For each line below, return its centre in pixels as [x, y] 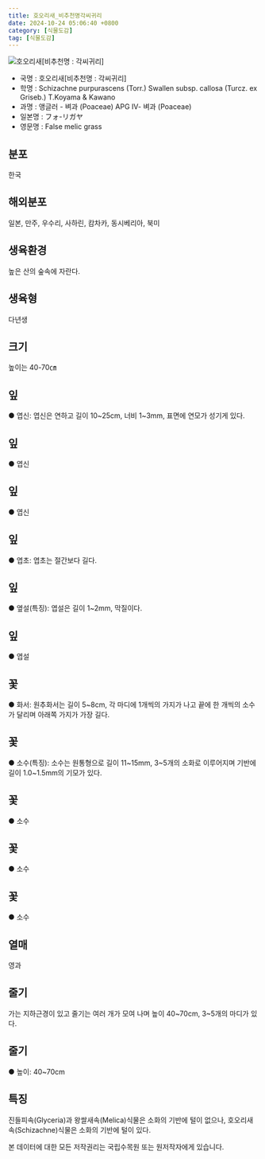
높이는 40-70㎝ [33, 368]
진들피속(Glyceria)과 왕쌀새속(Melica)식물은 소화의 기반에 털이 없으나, [117, 1120]
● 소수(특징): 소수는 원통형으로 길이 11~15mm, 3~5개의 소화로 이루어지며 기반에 [132, 763]
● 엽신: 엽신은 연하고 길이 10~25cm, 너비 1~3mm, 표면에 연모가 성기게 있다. [127, 416]
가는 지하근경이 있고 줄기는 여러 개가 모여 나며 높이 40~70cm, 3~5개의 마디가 [129, 1013]
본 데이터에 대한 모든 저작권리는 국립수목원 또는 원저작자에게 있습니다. [116, 1146]
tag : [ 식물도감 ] [32, 38]
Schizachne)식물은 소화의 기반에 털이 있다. [84, 1130]
